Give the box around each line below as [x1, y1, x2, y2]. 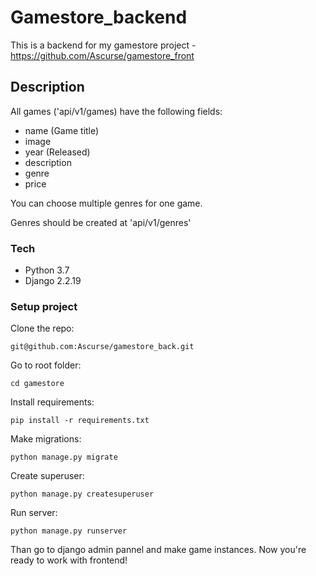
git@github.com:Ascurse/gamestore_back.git [10, 342, 195, 352]
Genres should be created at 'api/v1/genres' [10, 216, 192, 228]
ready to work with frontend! [10, 554, 128, 566]
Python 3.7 [24, 264, 70, 276]
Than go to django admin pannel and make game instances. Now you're [10, 544, 307, 556]
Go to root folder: [10, 359, 82, 371]
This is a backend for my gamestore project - [10, 39, 197, 51]
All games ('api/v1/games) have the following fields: [10, 105, 223, 117]
